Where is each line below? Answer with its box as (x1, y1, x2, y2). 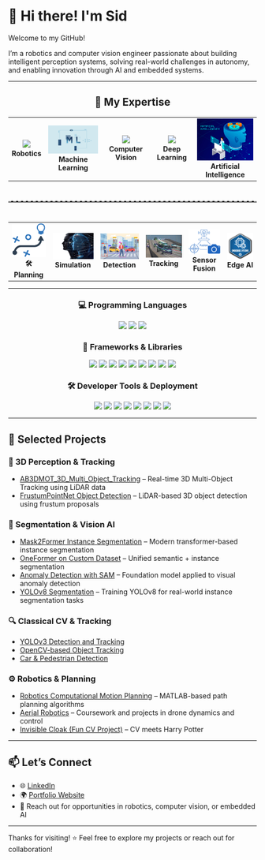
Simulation (54, 260, 91, 270)
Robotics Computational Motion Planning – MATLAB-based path (19, 690, 228, 701)
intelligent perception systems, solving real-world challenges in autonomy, (8, 57, 250, 66)
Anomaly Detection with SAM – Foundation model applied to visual (19, 570, 236, 580)
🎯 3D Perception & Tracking (8, 456, 116, 467)
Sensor (192, 256, 217, 265)
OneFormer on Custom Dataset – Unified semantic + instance (19, 554, 219, 563)
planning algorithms (19, 699, 84, 709)
